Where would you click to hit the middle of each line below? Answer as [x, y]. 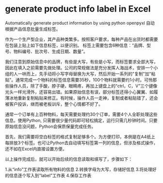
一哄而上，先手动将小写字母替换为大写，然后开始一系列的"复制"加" [84, 74]
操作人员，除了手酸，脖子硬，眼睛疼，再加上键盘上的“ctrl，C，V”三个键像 [83, 86]
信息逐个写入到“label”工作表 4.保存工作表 [50, 175]
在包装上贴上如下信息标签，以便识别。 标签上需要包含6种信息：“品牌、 [76, 45]
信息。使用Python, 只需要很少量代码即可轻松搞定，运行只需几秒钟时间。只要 [81, 120]
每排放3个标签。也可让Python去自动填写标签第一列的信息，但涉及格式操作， [81, 143]
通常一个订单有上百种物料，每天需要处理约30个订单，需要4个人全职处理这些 [81, 114]
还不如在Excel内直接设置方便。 [36, 149]
